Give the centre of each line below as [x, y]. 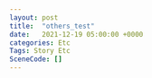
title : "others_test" [52, 26]
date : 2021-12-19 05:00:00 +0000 [76, 34]
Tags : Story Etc [40, 51]
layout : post [34, 17]
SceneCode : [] [36, 59]
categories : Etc [40, 43]
